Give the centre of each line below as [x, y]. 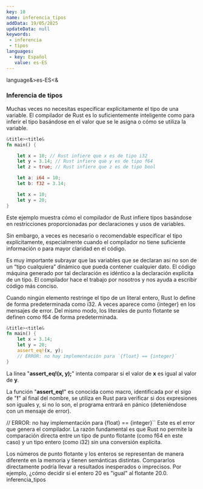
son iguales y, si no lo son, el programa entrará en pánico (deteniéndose [96, 404]
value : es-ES [31, 62]
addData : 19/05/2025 [32, 23]
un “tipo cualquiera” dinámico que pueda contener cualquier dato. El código [101, 267]
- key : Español [28, 57]
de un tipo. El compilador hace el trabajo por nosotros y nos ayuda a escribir [101, 279]
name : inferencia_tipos [36, 18]
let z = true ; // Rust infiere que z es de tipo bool [86, 167]
